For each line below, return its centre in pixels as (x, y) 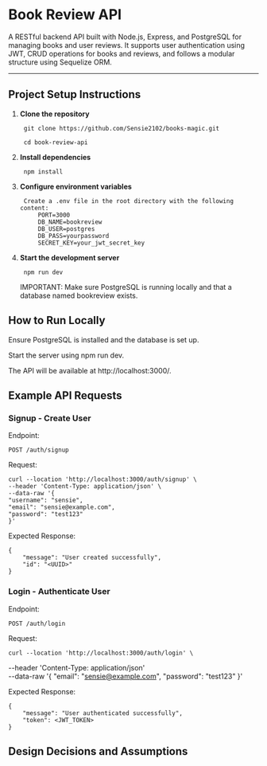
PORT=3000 (54, 215)
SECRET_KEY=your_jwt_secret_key (91, 243)
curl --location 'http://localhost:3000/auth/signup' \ (103, 479)
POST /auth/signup (39, 450)
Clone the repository (54, 114)
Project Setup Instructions (75, 94)
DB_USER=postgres (66, 229)
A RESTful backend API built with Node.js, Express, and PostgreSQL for (125, 37)
